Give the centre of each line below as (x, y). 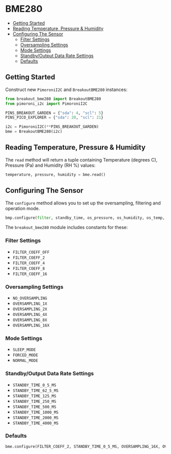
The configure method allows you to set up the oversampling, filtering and (83, 203)
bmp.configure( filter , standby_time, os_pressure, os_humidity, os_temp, (85, 218)
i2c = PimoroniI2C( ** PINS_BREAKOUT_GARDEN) (52, 127)
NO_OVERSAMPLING (30, 298)
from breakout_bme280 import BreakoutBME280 (53, 99)
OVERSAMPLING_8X (30, 320)
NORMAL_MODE (25, 361)
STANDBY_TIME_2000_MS (35, 418)
